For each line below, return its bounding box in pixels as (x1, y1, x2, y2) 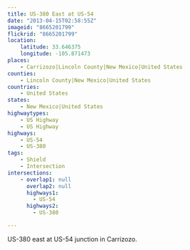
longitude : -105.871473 (20, 51, 91, 58)
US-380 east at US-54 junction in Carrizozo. (7, 234, 137, 243)
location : (7, 37, 37, 44)
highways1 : (26, 189, 59, 197)
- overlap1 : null (20, 176, 72, 183)
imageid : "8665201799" (7, 24, 75, 31)
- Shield (20, 156, 46, 164)
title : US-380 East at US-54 (7, 10, 94, 18)
